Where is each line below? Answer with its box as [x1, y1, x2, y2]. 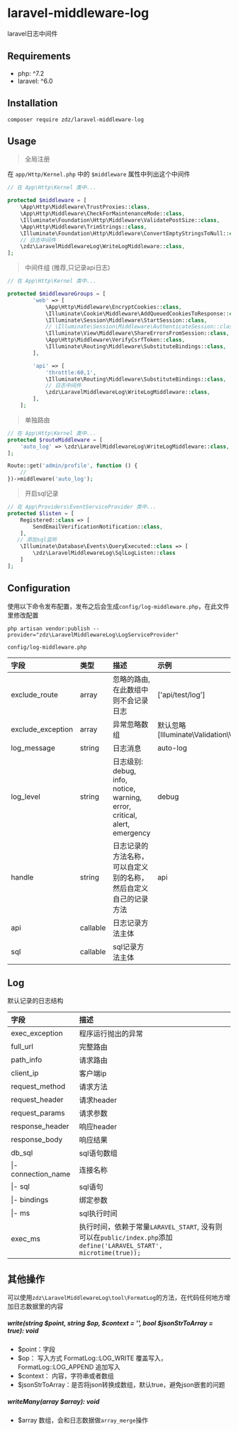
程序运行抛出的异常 [79, 1029, 144, 1039]
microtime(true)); [79, 1249, 142, 1257]
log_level [11, 792, 40, 802]
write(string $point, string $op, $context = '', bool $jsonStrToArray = [7, 1318, 214, 1327]
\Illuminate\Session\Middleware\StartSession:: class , [45, 317, 208, 324]
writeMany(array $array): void [7, 1397, 100, 1405]
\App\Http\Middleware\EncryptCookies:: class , [45, 303, 182, 310]
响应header [79, 1122, 118, 1132]
